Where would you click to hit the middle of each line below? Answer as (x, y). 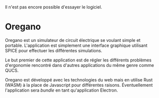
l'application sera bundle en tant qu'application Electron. (62, 90)
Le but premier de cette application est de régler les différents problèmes (78, 60)
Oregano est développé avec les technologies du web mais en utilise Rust (79, 79)
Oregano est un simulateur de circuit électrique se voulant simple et (73, 40)
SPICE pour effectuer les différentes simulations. (54, 50)
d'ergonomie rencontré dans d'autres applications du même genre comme (79, 65)
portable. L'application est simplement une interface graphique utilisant (76, 45)
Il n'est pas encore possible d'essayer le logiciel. (53, 7)
